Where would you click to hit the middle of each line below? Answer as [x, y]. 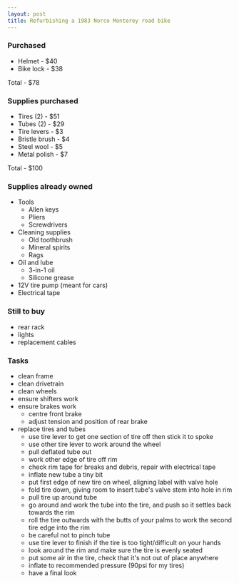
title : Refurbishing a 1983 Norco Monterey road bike [89, 21]
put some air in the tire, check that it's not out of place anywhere [123, 557]
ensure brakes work [47, 406]
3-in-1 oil [41, 270]
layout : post [27, 14]
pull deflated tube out [60, 452]
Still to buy [26, 311]
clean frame [35, 376]
